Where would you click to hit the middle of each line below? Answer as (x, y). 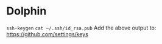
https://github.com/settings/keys (47, 34)
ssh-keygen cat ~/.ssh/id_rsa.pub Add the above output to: (81, 28)
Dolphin (26, 11)
